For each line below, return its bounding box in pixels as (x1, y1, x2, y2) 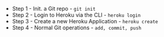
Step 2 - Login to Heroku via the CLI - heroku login (12, 11, 141, 18)
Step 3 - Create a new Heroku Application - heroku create (12, 18, 159, 24)
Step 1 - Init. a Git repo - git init (12, 5, 96, 12)
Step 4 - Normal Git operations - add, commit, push (12, 24, 141, 31)
